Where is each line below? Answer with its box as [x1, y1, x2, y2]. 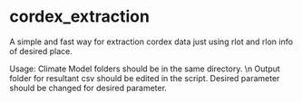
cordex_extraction [9, 6, 150, 27]
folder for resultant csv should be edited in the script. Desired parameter [9, 72, 280, 83]
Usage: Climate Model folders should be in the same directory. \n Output [9, 63, 281, 74]
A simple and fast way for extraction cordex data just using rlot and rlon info [9, 36, 293, 47]
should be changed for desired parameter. [9, 82, 168, 93]
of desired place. [9, 45, 73, 56]
